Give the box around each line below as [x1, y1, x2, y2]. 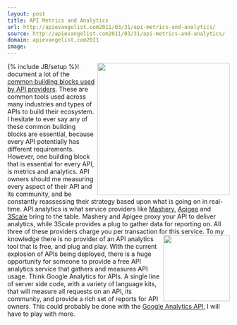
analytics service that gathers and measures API [7, 265, 148, 273]
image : [7, 43, 27, 50]
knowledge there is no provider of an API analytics [7, 235, 154, 243]
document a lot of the [7, 70, 71, 78]
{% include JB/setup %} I [7, 63, 80, 70]
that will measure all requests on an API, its [7, 287, 133, 295]
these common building [7, 123, 76, 130]
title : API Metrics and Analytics [7, 17, 109, 24]
